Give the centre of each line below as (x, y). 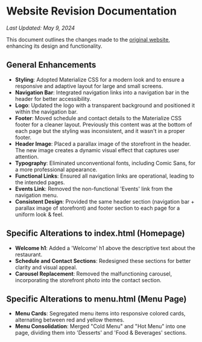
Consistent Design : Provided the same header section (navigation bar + (105, 201)
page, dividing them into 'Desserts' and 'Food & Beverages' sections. (101, 333)
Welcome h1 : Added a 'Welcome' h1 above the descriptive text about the (105, 248)
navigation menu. (36, 195)
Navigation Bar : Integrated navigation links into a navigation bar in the (102, 92)
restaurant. (29, 254)
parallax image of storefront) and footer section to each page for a (97, 208)
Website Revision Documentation (91, 11)
